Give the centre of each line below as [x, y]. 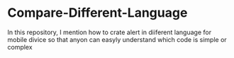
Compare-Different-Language [97, 13]
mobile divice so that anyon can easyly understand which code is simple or [117, 39]
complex [20, 47]
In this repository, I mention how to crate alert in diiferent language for [109, 32]
